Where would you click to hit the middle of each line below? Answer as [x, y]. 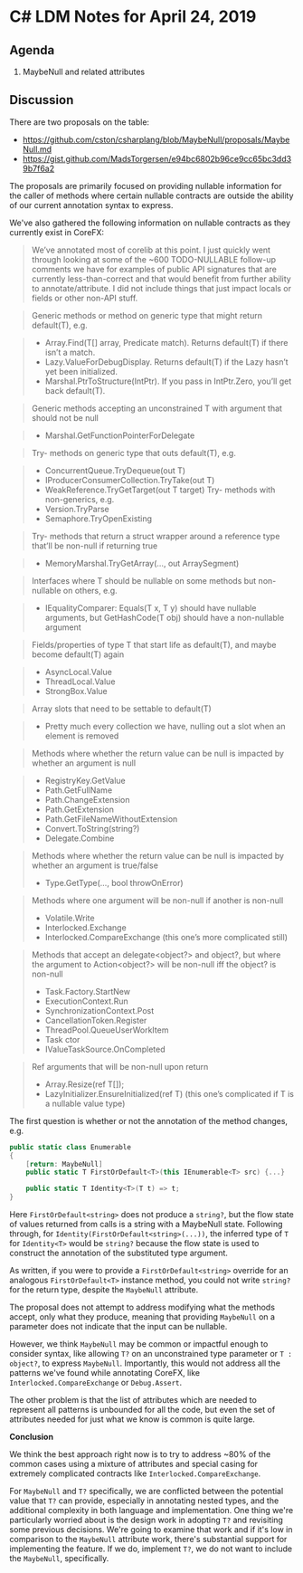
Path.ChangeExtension [87, 799]
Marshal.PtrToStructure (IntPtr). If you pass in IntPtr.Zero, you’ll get [168, 381]
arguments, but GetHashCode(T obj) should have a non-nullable [165, 617]
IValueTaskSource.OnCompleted [105, 1049]
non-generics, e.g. [80, 499]
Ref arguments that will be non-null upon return [120, 1066]
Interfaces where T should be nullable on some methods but [144, 580]
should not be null [65, 417]
